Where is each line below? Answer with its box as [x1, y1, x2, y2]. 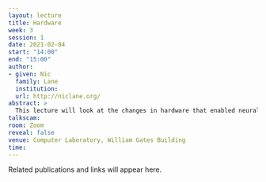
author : [8, 63, 34, 71]
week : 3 [8, 26, 34, 34]
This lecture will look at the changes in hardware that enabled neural [15, 107, 260, 115]
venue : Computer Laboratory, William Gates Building [8, 136, 186, 144]
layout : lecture [8, 11, 62, 20]
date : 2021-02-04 [8, 41, 66, 49]
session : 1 [8, 33, 44, 42]
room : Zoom [8, 121, 44, 129]
